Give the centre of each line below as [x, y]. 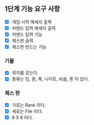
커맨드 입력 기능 [27, 34]
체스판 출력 [23, 41]
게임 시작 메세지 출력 [32, 22]
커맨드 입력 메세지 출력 [34, 28]
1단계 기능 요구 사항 [32, 9]
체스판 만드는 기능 [29, 47]
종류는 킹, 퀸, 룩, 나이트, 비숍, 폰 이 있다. [50, 79]
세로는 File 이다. [27, 111]
